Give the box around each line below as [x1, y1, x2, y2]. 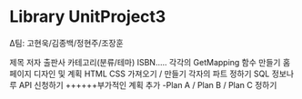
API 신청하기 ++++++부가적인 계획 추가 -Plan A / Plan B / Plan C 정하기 [18, 79, 277, 90]
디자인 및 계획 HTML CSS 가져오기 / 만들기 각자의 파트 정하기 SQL [33, 68, 270, 79]
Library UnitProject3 [9, 6, 166, 27]
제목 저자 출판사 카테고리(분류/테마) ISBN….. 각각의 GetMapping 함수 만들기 [9, 56, 281, 67]
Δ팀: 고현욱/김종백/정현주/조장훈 [9, 37, 125, 48]
